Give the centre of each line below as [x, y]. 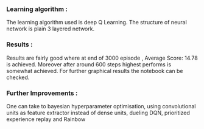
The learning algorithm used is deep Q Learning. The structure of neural [97, 23]
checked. [18, 77]
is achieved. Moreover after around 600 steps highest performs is [89, 64]
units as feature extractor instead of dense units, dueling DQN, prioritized [98, 113]
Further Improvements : [42, 93]
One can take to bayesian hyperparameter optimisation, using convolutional [101, 106]
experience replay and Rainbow [46, 119]
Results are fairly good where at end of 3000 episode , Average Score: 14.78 [102, 58]
